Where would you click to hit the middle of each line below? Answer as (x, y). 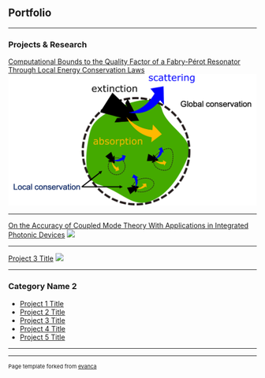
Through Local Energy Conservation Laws (77, 70)
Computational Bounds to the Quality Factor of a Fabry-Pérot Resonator (124, 61)
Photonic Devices (37, 235)
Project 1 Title (42, 303)
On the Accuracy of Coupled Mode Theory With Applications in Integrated (129, 226)
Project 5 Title (42, 337)
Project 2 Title (42, 312)
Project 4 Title (42, 328)
